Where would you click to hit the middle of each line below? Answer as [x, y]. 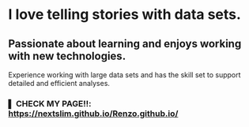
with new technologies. [67, 56]
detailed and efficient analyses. [59, 83]
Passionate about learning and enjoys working [125, 44]
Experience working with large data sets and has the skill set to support [124, 75]
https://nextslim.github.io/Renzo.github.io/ [93, 114]
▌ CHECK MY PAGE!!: [50, 103]
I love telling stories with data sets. [124, 15]
